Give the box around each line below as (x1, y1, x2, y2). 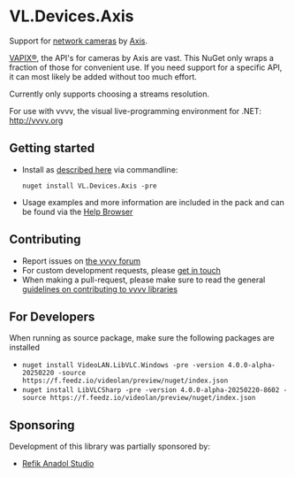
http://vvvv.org (9, 115, 64, 126)
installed (9, 342, 41, 353)
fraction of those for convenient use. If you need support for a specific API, (9, 62, 283, 73)
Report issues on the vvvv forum (21, 255, 141, 266)
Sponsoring (9, 418, 75, 433)
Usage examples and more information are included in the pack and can (21, 196, 284, 207)
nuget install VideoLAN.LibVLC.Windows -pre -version (21, 361, 224, 370)
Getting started (9, 141, 95, 156)
